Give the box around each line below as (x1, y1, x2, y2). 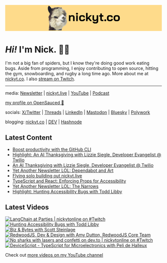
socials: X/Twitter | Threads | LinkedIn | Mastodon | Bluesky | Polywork (5, 109, 150, 115)
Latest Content (5, 133, 52, 142)
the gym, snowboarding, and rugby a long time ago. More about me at (5, 71, 149, 77)
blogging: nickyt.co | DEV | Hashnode (5, 119, 82, 125)
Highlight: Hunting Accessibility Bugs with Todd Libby (12, 189, 123, 195)
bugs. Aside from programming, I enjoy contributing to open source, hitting (5, 65, 159, 71)
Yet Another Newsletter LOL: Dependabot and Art (12, 167, 114, 173)
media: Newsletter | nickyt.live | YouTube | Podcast (5, 90, 109, 96)
